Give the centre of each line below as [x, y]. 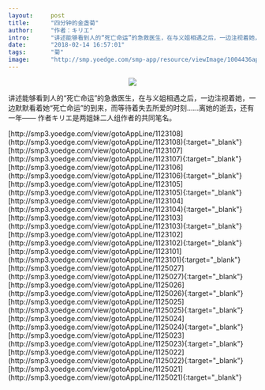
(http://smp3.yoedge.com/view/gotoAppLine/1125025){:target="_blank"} [126, 310]
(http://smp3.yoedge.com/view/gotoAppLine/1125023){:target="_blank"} [126, 343]
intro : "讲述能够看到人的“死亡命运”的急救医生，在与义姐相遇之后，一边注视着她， [134, 38]
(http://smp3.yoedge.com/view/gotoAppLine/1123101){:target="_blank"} [125, 259]
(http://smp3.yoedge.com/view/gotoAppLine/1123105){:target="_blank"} [125, 192]
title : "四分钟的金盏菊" [54, 23]
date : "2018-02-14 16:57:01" [67, 45]
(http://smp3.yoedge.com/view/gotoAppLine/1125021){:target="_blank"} [125, 377]
